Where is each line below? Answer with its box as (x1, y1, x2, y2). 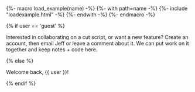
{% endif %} (6, 80, 36, 87)
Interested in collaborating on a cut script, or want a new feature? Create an (6, 34, 189, 40)
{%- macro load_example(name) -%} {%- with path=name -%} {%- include (6, 5, 188, 12)
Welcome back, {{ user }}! (6, 69, 69, 75)
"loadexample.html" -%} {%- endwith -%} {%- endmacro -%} (6, 11, 156, 18)
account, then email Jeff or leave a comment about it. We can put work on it (6, 40, 189, 47)
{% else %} (6, 58, 34, 64)
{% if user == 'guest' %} (6, 23, 66, 29)
